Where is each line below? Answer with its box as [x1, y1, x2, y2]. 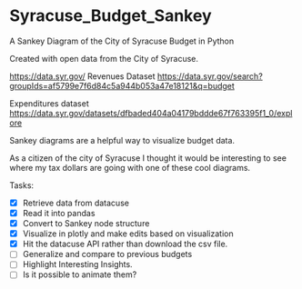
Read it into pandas [22, 208, 96, 218]
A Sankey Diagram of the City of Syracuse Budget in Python [9, 35, 235, 46]
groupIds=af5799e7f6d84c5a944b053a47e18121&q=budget [9, 80, 235, 91]
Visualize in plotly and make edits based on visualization [22, 228, 234, 239]
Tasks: [9, 179, 35, 191]
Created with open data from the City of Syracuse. [9, 53, 198, 64]
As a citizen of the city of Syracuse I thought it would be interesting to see [9, 152, 287, 164]
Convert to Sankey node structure [22, 218, 150, 229]
